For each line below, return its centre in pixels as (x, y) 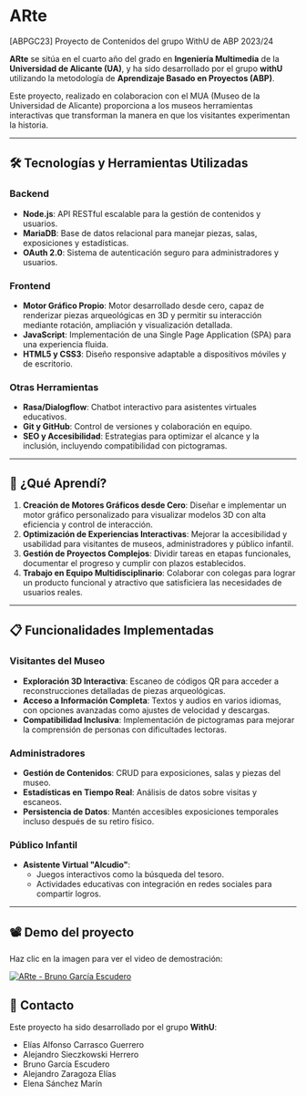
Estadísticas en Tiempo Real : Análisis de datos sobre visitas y (140, 792)
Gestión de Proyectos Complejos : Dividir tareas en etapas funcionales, (157, 553)
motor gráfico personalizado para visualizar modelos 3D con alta (144, 515)
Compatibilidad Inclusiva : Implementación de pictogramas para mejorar (158, 719)
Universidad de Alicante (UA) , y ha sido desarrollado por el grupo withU (146, 68)
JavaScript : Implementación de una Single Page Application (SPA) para (157, 335)
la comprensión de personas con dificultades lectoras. (125, 729)
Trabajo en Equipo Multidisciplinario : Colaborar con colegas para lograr (159, 573)
